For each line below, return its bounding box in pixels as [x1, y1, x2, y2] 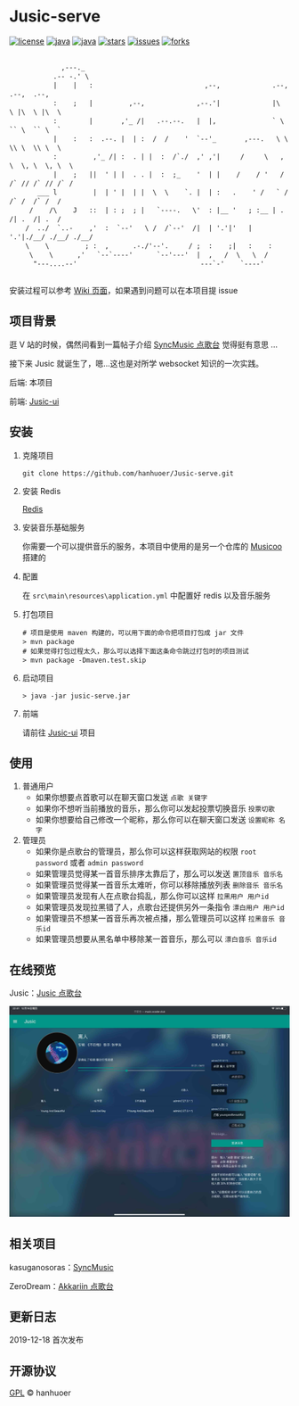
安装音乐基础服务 [21, 522, 85, 533]
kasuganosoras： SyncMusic [9, 1261, 114, 1272]
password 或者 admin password [35, 857, 144, 868]
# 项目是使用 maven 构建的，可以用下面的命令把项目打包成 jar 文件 [21, 628, 245, 637]
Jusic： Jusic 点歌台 [9, 988, 83, 998]
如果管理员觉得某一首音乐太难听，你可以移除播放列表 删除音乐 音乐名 [35, 880, 283, 890]
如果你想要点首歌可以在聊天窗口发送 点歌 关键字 [35, 792, 208, 803]
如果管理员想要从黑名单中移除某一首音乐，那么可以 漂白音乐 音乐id [35, 934, 278, 945]
